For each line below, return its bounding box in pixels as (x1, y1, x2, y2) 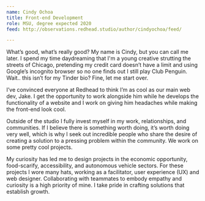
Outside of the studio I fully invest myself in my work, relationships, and (6, 118, 187, 125)
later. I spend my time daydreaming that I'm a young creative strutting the (6, 55, 192, 62)
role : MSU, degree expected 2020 (6, 20, 92, 26)
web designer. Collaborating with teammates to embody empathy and (6, 175, 182, 183)
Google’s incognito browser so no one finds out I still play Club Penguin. (6, 68, 188, 75)
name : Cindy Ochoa (6, 9, 53, 15)
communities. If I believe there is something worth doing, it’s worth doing (6, 124, 190, 132)
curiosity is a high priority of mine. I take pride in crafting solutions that (6, 181, 185, 189)
